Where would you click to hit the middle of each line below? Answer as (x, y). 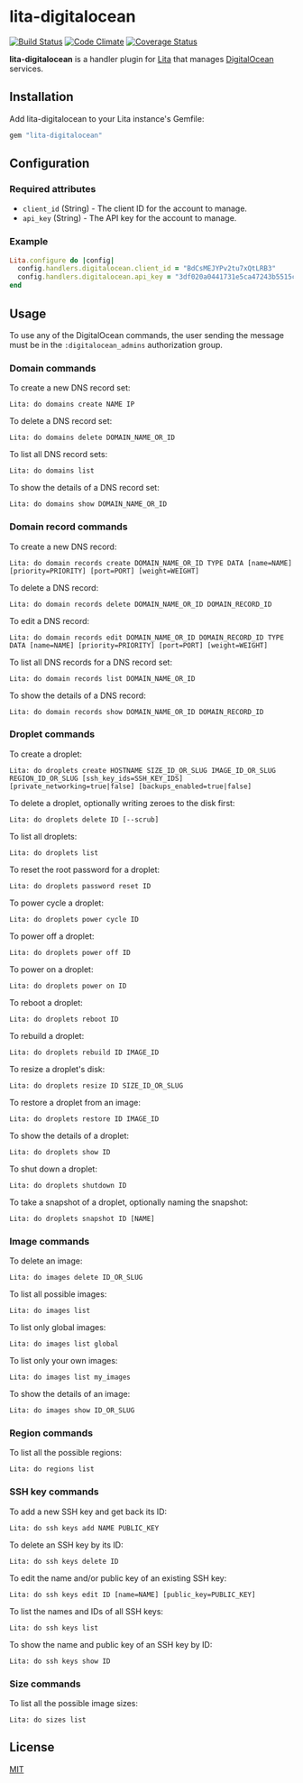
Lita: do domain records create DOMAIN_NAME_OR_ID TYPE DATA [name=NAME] (151, 563)
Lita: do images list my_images (70, 1377)
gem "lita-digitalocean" (56, 135)
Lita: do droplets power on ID (68, 986)
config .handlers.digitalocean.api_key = (94, 277)
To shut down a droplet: (53, 1169)
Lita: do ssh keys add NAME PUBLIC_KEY (84, 1528)
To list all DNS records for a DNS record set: (91, 662)
